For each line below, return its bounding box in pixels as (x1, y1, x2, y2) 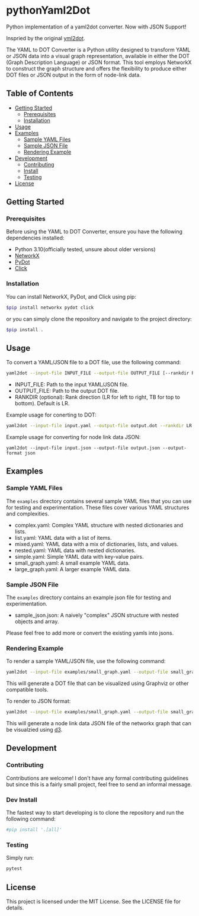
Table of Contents (6, 88, 74, 98)
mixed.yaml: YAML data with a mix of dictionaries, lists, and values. (14, 540, 179, 547)
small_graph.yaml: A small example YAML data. (14, 559, 130, 566)
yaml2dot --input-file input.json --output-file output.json (6, 445, 161, 451)
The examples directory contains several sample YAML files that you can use (6, 497, 192, 504)
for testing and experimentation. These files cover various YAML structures (6, 504, 190, 511)
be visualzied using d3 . (6, 726, 63, 734)
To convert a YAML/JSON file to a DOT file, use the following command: (6, 359, 181, 366)
